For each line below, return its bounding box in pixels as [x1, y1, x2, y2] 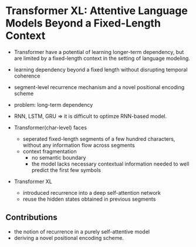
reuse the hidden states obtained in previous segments [22, 195, 156, 202]
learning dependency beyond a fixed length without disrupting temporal [13, 66, 188, 73]
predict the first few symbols [31, 166, 101, 174]
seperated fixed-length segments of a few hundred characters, [22, 135, 175, 142]
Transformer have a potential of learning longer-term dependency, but [13, 48, 184, 55]
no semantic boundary [31, 154, 86, 161]
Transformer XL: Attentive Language [5, 4, 188, 18]
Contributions [5, 212, 58, 222]
